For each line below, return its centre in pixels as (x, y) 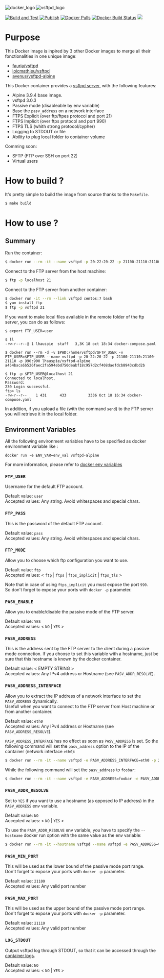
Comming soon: (21, 146)
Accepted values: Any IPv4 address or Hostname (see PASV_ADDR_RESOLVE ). (80, 674)
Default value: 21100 (25, 881)
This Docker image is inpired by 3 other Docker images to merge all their (78, 51)
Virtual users (25, 161)
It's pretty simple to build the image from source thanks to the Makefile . (77, 194)
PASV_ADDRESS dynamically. (31, 701)
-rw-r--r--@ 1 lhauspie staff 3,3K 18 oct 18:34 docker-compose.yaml (81, 344)
